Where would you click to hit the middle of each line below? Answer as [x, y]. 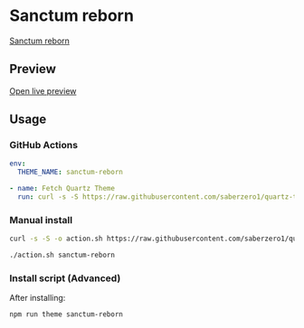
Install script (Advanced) [65, 278]
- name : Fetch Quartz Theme [62, 189]
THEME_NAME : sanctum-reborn [71, 173]
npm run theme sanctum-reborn [66, 314]
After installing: [38, 298]
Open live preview [43, 90]
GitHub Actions [44, 145]
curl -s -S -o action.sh [56, 239]
